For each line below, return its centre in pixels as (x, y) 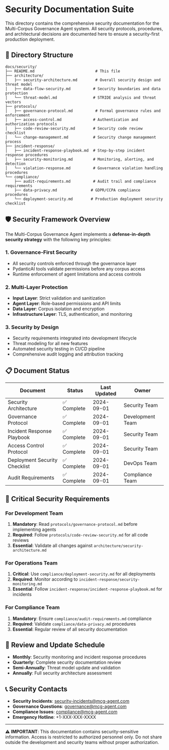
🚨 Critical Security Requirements (57, 499)
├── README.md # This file (63, 71)
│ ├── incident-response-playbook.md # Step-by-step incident (75, 150)
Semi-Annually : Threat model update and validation (66, 668)
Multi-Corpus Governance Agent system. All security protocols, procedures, (84, 28)
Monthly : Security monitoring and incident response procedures (79, 657)
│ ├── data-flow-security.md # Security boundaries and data (83, 89)
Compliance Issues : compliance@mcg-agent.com (65, 712)
